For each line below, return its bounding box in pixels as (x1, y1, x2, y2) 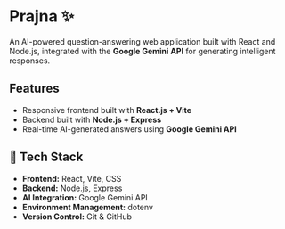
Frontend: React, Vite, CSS (21, 173, 122, 184)
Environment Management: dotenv (21, 201, 154, 212)
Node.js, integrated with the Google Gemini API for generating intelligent (9, 45, 276, 56)
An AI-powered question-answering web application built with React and (9, 36, 276, 46)
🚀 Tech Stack (9, 150, 84, 165)
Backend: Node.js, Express (21, 183, 123, 193)
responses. (9, 55, 51, 66)
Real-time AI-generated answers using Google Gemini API (21, 123, 238, 135)
